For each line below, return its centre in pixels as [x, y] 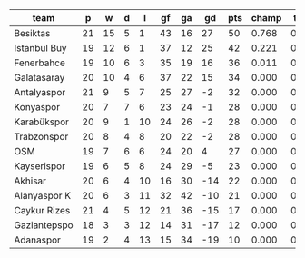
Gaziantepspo [44, 225]
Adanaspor [38, 240]
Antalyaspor [40, 92]
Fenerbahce [40, 63]
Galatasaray [39, 78]
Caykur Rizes [42, 210]
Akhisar [30, 181]
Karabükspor [42, 122]
